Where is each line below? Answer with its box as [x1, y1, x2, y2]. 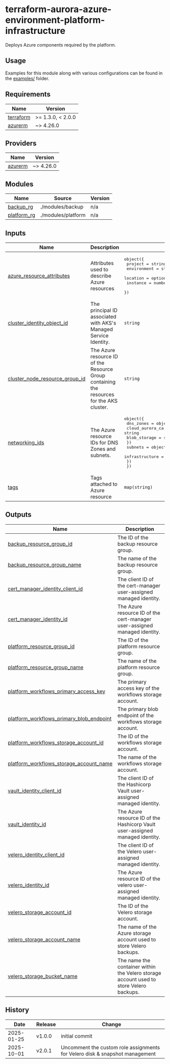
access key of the [117, 685, 160, 692]
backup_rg [8, 204, 33, 211]
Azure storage [117, 929, 151, 936]
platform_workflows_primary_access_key [8, 688, 105, 695]
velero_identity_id [8, 881, 50, 888]
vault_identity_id [8, 820, 47, 827]
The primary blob [117, 705, 158, 713]
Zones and [90, 445, 116, 452]
